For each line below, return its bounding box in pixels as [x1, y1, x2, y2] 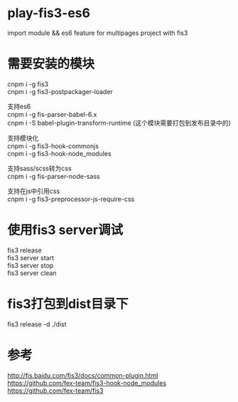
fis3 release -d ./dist [7, 319, 67, 329]
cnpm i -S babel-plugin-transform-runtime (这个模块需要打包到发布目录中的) [7, 118, 231, 127]
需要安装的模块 [7, 56, 95, 72]
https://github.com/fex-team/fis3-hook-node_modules [7, 378, 167, 387]
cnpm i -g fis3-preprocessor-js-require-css [7, 195, 135, 203]
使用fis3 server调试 [7, 222, 123, 238]
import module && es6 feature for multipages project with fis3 [7, 29, 188, 37]
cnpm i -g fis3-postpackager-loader [7, 87, 114, 96]
